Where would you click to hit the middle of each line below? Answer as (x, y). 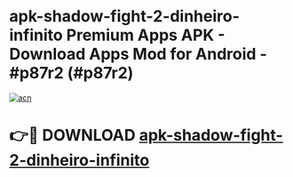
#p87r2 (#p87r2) (71, 73)
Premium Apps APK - (146, 35)
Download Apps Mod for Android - (139, 54)
